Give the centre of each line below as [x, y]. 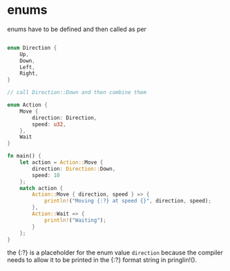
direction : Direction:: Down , [74, 169]
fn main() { [24, 156]
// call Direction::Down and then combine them [77, 93]
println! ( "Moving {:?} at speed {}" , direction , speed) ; [128, 201]
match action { [41, 188]
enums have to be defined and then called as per [77, 29]
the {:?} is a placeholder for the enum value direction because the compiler [115, 253]
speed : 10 [46, 175]
